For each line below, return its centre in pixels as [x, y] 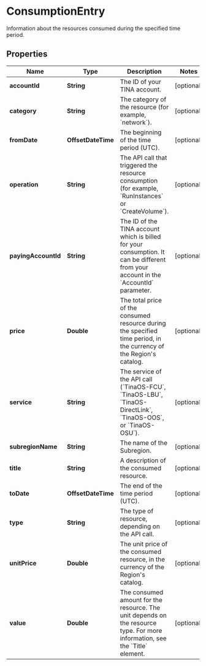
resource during [143, 323]
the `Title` [134, 646]
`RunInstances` [142, 196]
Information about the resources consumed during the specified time [93, 28]
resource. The [140, 607]
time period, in [140, 339]
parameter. [136, 290]
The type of [137, 511]
